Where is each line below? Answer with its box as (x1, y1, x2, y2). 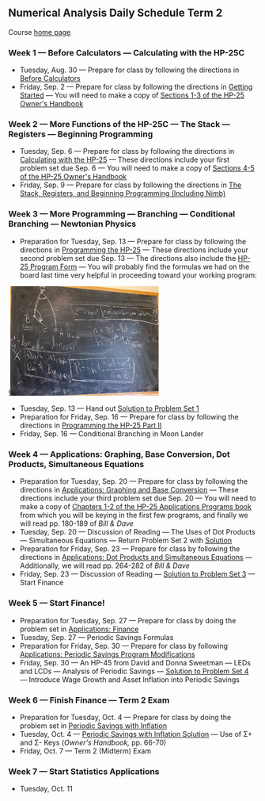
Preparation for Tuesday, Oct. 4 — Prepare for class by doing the (19, 713, 232, 722)
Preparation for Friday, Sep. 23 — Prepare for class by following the (19, 544, 240, 554)
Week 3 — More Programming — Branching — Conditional (8, 209, 236, 220)
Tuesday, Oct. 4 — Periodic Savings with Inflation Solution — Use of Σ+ (19, 730, 253, 739)
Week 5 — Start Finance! (8, 598, 105, 609)
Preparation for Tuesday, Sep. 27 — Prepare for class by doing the (19, 615, 237, 625)
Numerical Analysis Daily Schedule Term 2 (8, 6, 223, 20)
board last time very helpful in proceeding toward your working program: (19, 270, 257, 280)
